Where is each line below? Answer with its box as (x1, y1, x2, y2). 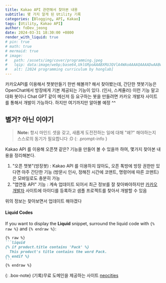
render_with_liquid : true (5, 35, 58, 40)
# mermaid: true (5, 48, 39, 53)
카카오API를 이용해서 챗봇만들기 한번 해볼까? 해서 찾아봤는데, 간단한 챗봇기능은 (5, 81, 157, 87)
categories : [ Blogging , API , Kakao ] (5, 16, 81, 21)
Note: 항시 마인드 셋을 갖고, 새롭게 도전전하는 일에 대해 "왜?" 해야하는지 (17, 129, 157, 135)
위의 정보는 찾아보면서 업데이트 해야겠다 (5, 198, 82, 204)
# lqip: (5, 62, 26, 67)
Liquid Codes (5, 209, 33, 215)
